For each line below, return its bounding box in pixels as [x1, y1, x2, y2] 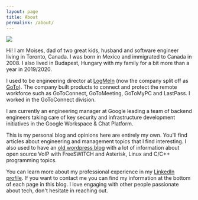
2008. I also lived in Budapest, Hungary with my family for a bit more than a [6, 60, 190, 67]
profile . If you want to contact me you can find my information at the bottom [6, 175, 191, 182]
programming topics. [6, 157, 57, 164]
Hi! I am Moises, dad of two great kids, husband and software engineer [6, 47, 179, 54]
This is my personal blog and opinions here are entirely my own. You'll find [6, 131, 187, 139]
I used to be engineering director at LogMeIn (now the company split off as [6, 78, 189, 85]
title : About [6, 14, 38, 20]
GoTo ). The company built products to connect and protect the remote [6, 83, 177, 91]
